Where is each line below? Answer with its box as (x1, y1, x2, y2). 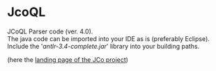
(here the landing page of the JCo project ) (7, 55, 129, 63)
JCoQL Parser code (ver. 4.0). (7, 27, 93, 35)
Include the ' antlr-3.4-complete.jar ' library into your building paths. (7, 42, 200, 50)
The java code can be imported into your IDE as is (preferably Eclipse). (7, 34, 210, 42)
